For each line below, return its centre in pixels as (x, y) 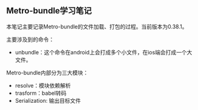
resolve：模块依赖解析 (43, 85)
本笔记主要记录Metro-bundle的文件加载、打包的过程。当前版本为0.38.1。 (97, 27)
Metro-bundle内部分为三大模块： (48, 73)
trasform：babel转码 (41, 93)
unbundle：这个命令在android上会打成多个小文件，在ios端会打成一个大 (104, 52)
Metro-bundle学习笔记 (49, 11)
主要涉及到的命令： (30, 39)
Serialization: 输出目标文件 (48, 100)
